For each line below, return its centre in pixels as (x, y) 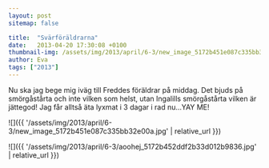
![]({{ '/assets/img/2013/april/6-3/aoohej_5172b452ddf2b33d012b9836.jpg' (132, 146)
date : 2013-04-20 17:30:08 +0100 (68, 45)
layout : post (30, 16)
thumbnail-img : (34, 53)
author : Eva (28, 60)
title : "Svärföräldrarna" (53, 38)
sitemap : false (34, 23)
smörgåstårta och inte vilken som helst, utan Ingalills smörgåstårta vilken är (132, 98)
